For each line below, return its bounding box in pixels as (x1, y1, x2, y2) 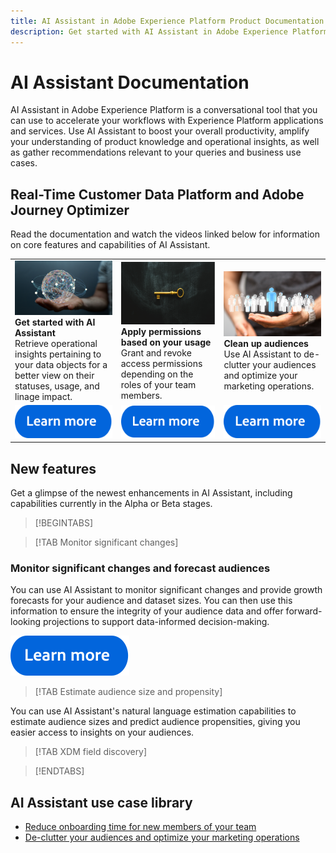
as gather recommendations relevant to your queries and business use (10, 146, 302, 159)
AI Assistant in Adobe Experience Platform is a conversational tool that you (10, 104, 318, 116)
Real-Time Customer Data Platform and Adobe (10, 186, 305, 203)
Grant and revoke (120, 347, 192, 359)
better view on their (14, 370, 95, 382)
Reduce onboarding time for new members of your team (24, 821, 257, 833)
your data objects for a (14, 359, 108, 371)
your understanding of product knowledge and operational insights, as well (10, 136, 320, 148)
